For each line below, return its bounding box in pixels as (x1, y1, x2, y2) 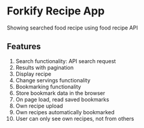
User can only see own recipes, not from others (15, 115, 134, 122)
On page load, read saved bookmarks (15, 96, 110, 103)
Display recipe (15, 70, 52, 78)
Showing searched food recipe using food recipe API (7, 24, 138, 31)
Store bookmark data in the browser (15, 89, 105, 97)
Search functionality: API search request (15, 57, 116, 64)
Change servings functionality (15, 76, 91, 84)
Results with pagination (15, 64, 74, 71)
